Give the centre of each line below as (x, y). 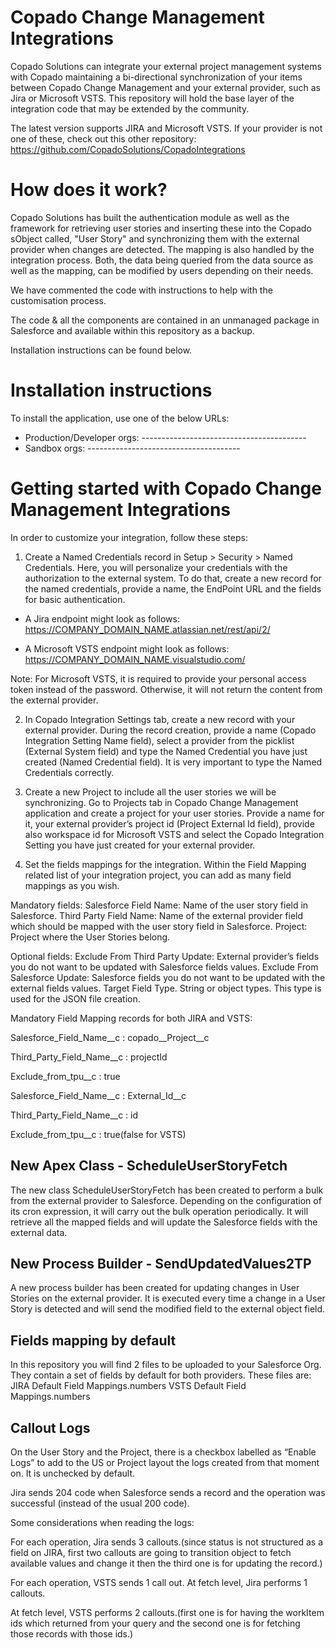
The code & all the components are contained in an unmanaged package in (165, 320)
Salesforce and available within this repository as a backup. (132, 330)
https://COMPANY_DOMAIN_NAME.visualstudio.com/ (135, 659)
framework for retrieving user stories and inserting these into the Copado (161, 228)
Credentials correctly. (69, 772)
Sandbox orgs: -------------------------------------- (132, 448)
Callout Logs (50, 1427)
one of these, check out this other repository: (103, 138)
